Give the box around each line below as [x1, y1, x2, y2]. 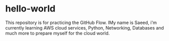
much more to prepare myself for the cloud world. [5, 30, 110, 36]
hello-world [5, 3, 56, 14]
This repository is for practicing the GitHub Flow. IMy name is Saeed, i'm [5, 19, 157, 25]
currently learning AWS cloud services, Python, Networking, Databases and [5, 24, 164, 30]
